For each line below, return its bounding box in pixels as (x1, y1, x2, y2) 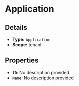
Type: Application (12, 36, 51, 42)
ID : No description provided (12, 69, 70, 75)
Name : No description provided (12, 75, 74, 81)
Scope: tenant (12, 42, 42, 48)
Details (5, 23, 27, 32)
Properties (5, 56, 39, 65)
